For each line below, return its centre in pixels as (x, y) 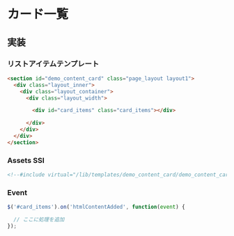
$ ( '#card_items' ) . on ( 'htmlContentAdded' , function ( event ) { (96, 207)
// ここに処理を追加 (39, 220)
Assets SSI (26, 160)
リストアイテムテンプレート (53, 63)
